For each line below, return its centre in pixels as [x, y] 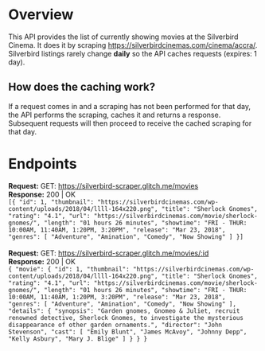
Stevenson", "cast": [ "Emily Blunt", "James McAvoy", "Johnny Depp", [128, 332]
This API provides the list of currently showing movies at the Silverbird [123, 37]
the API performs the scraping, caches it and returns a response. [115, 115]
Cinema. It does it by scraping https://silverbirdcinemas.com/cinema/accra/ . [133, 45]
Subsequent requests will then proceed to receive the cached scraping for [130, 123]
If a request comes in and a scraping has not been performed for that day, [129, 106]
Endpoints [43, 164]
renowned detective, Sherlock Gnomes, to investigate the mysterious [126, 318]
